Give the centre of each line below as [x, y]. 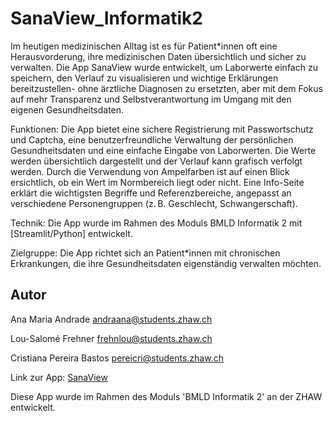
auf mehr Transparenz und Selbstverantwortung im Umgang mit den [151, 99]
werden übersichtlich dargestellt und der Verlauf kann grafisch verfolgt [156, 161]
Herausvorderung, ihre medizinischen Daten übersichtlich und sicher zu [158, 56]
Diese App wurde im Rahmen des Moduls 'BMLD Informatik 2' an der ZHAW [166, 396]
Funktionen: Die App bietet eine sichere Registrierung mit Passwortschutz [162, 129]
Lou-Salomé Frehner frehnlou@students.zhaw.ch [111, 338]
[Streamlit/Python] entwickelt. [71, 233]
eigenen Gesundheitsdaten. [67, 109]
